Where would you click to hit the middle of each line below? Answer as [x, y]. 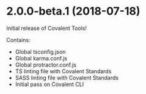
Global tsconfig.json [40, 52]
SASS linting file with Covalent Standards [67, 78]
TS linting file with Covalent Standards [63, 71]
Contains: [18, 40]
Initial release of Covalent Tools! [47, 28]
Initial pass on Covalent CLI [49, 84]
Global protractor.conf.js [46, 65]
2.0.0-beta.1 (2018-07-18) [73, 11]
